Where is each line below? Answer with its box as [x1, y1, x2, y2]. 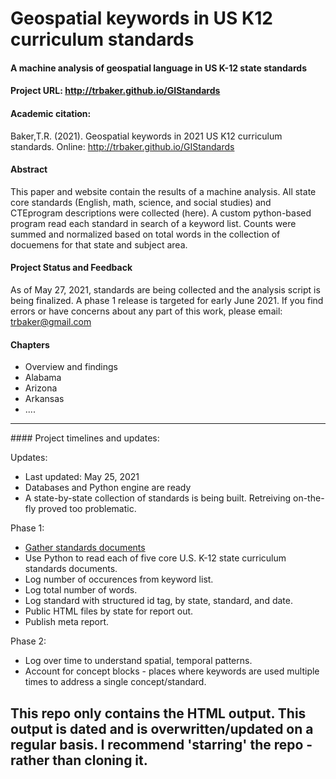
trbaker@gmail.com [10, 315, 92, 327]
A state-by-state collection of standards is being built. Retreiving [24, 492, 292, 504]
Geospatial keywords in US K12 [10, 7, 273, 30]
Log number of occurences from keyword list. [24, 573, 214, 586]
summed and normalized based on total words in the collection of [10, 228, 281, 240]
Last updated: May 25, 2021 [24, 471, 140, 483]
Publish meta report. [24, 616, 110, 628]
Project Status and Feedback [10, 262, 133, 274]
